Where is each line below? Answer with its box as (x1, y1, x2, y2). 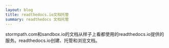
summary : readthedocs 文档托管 (5, 17, 69, 22)
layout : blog (5, 7, 33, 13)
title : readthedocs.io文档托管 (5, 12, 69, 17)
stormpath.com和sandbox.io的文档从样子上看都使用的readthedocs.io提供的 (5, 31, 164, 37)
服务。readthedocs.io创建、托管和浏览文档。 (5, 37, 100, 43)
